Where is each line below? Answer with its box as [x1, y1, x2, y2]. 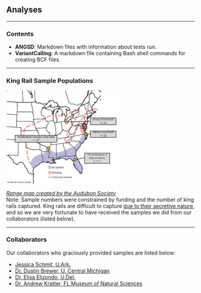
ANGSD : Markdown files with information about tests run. [14, 43, 157, 50]
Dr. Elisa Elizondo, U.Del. [14, 273, 76, 280]
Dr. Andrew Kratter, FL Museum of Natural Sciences [14, 280, 142, 287]
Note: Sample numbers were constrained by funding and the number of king [6, 196, 194, 203]
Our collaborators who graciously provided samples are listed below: [6, 249, 176, 256]
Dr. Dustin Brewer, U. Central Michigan [14, 267, 110, 274]
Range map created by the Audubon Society [6, 189, 116, 197]
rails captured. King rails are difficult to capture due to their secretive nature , [6, 202, 195, 209]
